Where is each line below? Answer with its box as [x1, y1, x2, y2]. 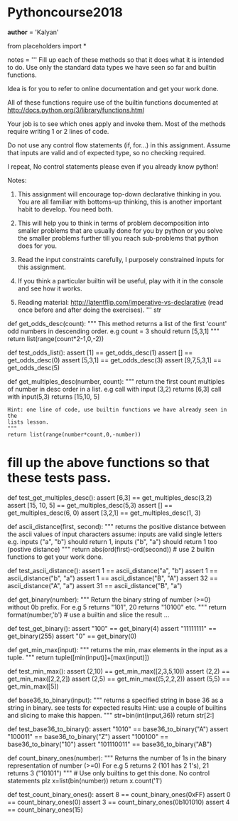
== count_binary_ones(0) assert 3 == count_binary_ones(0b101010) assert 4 [7, 798, 230, 806]
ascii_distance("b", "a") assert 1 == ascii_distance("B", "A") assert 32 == [7, 574, 218, 582]
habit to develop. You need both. [17, 204, 114, 214]
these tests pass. [7, 470, 112, 486]
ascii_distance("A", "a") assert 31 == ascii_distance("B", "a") [7, 581, 183, 590]
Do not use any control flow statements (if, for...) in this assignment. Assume [7, 140, 231, 150]
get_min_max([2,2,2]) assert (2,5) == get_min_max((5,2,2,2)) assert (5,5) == [7, 674, 231, 683]
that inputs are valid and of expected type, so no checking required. [7, 148, 206, 157]
